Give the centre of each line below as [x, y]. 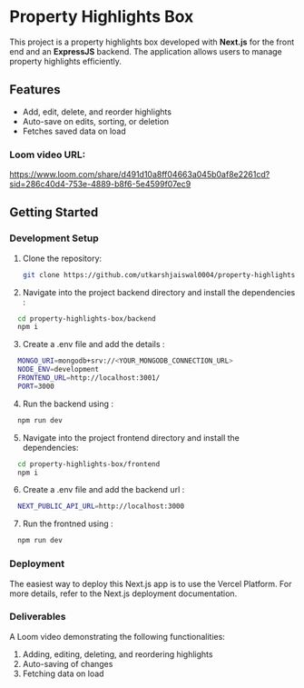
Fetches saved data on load [74, 131]
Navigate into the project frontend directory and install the [131, 437]
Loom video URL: [48, 155]
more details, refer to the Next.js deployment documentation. [123, 593]
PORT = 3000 [36, 386]
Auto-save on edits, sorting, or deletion [96, 121]
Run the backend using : [68, 404]
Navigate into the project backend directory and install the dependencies [159, 292]
